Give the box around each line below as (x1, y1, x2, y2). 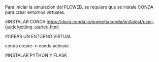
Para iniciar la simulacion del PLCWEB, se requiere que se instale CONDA (5, 4, 154, 10)
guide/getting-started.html (5, 24, 59, 30)
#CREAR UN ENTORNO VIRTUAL (5, 34, 72, 39)
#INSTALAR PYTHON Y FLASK (5, 52, 67, 58)
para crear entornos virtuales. (5, 9, 65, 15)
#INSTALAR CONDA (5, 19, 46, 24)
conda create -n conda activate (5, 43, 69, 48)
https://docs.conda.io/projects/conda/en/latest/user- (46, 19, 154, 24)
